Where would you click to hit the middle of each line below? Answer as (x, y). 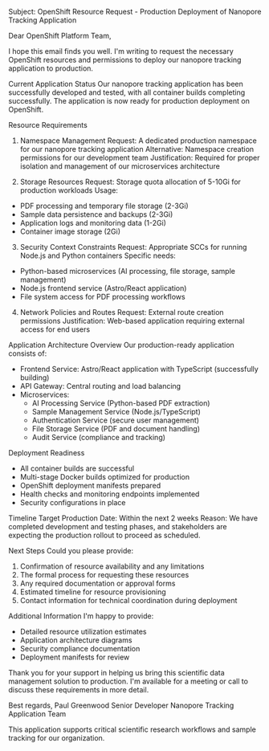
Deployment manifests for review (75, 657)
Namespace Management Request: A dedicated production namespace (138, 141)
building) (35, 378)
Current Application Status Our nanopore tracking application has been (126, 84)
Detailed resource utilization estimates (83, 631)
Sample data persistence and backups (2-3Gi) (96, 214)
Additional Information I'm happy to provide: (81, 616)
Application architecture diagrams (76, 640)
